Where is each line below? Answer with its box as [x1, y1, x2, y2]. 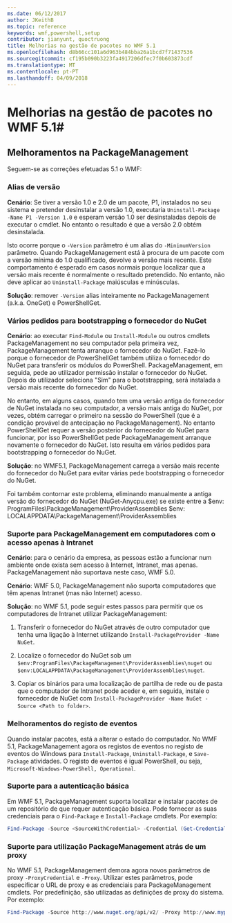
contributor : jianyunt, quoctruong [7, 36, 110, 43]
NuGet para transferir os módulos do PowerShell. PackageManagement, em [7, 361, 223, 369]
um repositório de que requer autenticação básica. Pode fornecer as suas [7, 805, 217, 813]
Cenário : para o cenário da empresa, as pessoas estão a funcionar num [7, 554, 212, 562]
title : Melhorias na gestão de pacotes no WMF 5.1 [7, 42, 156, 49]
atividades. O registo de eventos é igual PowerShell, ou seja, [30, 757, 202, 765]
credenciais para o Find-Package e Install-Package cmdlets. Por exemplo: [7, 811, 217, 820]
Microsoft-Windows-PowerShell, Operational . [7, 764, 136, 773]
